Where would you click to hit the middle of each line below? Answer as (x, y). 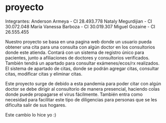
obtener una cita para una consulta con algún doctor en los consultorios (80, 47)
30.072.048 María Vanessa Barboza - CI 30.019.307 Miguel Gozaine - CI (80, 26)
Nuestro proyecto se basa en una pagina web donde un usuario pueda (78, 41)
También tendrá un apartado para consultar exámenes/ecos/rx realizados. (82, 63)
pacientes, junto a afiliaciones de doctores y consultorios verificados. (77, 57)
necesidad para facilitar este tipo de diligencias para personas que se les (81, 99)
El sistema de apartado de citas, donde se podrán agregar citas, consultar (82, 68)
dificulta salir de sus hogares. (36, 105)
